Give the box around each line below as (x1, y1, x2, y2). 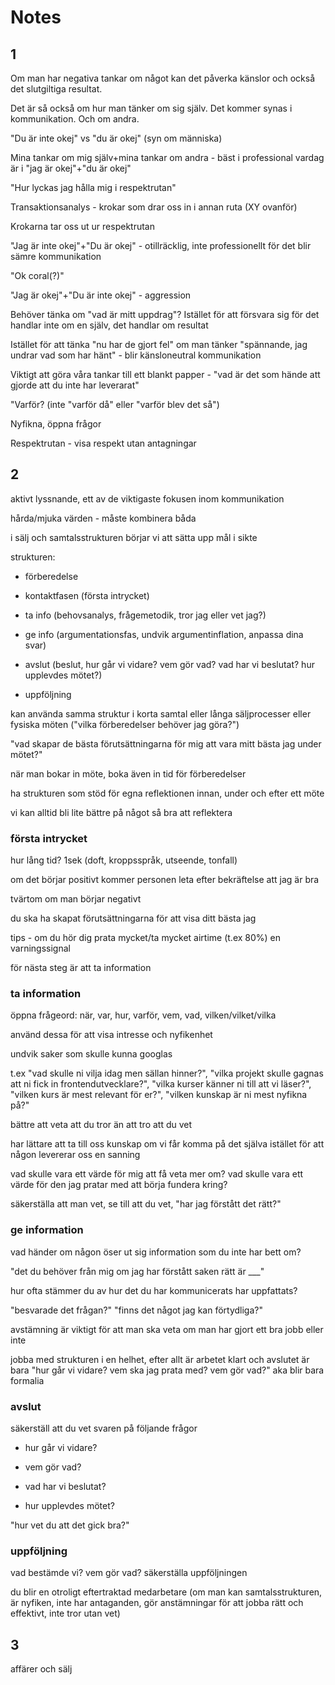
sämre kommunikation (10, 251, 102, 262)
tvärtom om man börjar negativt (10, 893, 142, 905)
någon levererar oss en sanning (10, 1149, 141, 1161)
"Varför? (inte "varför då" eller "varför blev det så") (10, 399, 220, 410)
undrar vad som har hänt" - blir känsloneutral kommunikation (10, 349, 262, 361)
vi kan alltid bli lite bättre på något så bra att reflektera (10, 806, 233, 818)
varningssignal (10, 942, 71, 955)
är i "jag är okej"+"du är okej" (10, 162, 132, 174)
